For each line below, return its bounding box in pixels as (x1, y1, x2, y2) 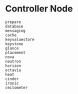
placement (5, 50, 26, 55)
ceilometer (5, 85, 28, 90)
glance (5, 45, 19, 50)
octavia (5, 67, 21, 72)
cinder (5, 76, 19, 81)
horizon (5, 63, 21, 68)
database (5, 23, 23, 29)
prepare (5, 19, 21, 24)
